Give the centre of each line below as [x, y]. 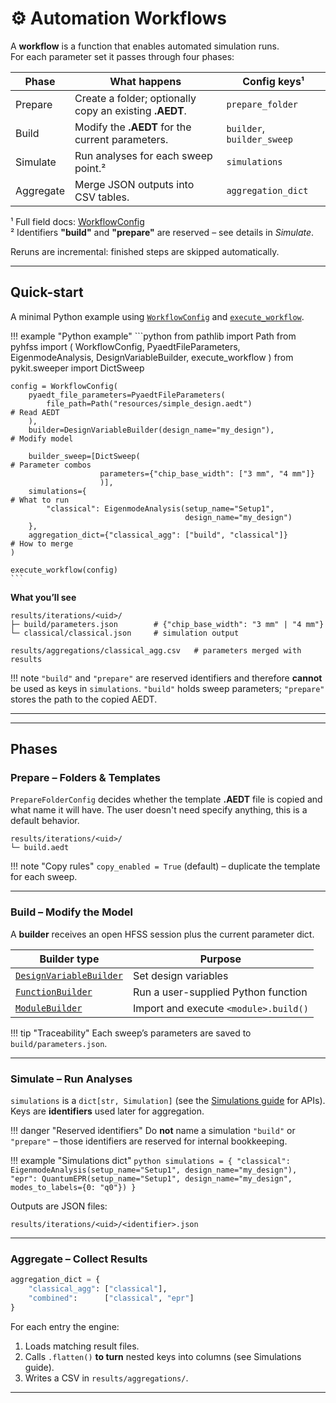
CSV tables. [102, 197]
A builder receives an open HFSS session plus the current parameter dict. [162, 934]
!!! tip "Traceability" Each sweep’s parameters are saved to [131, 1033]
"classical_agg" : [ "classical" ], [98, 1289]
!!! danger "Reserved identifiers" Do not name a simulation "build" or [153, 1131]
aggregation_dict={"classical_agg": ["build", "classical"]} [158, 535]
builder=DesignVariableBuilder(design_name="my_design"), [151, 430]
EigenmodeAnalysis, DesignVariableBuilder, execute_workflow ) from [152, 357]
